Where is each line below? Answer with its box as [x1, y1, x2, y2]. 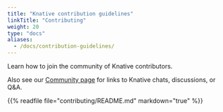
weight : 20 [7, 23, 39, 30]
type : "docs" [7, 29, 46, 37]
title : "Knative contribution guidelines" [7, 10, 134, 17]
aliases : [7, 36, 33, 43]
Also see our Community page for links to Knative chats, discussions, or [7, 76, 216, 84]
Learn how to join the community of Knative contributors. [7, 62, 173, 70]
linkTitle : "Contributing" [7, 17, 87, 24]
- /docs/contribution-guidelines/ [13, 43, 115, 50]
